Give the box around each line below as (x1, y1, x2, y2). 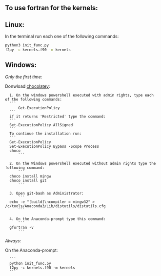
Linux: (5, 20, 24, 29)
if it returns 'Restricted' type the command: (9, 114, 106, 119)
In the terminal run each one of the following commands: (5, 34, 119, 39)
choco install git (9, 178, 47, 183)
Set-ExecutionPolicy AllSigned (9, 122, 73, 127)
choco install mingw (9, 174, 51, 178)
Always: (5, 237, 21, 243)
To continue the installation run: (9, 131, 82, 136)
